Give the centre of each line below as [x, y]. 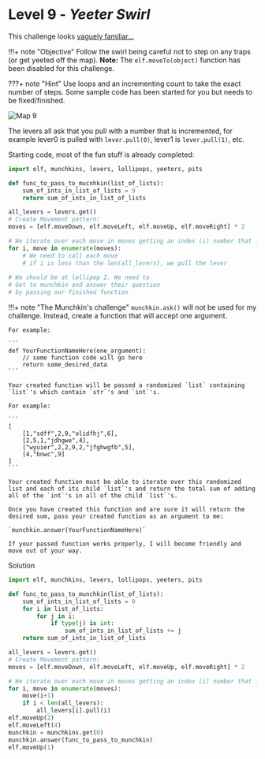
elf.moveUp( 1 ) [32, 747]
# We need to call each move [70, 255]
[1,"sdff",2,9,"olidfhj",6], [70, 434]
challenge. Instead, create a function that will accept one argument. [118, 316]
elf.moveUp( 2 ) [32, 718]
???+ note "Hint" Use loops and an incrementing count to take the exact [125, 84]
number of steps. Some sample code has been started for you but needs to [130, 91]
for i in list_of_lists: [63, 608]
